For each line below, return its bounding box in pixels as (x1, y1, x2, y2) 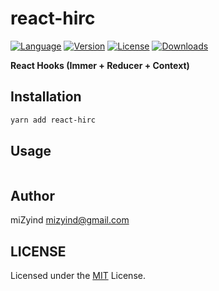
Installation (10, 88, 82, 106)
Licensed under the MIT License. (10, 270, 146, 282)
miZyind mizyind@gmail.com (10, 214, 130, 226)
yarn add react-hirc (10, 115, 97, 125)
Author (10, 187, 55, 204)
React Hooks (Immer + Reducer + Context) (10, 59, 190, 71)
